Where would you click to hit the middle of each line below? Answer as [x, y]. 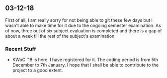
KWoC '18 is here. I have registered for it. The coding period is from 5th [85, 60]
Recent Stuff [21, 49]
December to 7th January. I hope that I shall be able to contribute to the [85, 65]
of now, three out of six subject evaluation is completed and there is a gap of [83, 31]
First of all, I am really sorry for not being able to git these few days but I [79, 20]
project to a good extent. [38, 70]
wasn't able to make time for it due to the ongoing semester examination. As [83, 25]
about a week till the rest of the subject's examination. [60, 36]
